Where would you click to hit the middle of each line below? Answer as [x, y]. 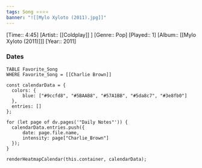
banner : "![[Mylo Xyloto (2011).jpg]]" [56, 18]
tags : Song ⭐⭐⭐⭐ [28, 12]
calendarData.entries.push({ [48, 128]
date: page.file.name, [51, 133]
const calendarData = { [36, 85]
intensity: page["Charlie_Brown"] [66, 138]
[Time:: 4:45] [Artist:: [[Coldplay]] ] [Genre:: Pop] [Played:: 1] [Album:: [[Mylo [101, 34]
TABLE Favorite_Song [32, 69]
